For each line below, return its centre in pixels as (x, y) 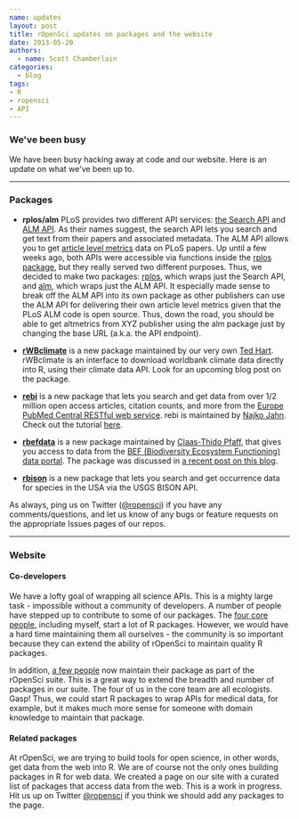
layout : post (33, 26)
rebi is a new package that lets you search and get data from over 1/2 (149, 396)
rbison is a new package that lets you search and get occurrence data (151, 478)
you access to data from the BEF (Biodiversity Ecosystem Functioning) (151, 451)
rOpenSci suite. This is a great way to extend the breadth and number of (141, 679)
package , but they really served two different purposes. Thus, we (142, 266)
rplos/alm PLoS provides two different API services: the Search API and (154, 219)
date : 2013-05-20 (41, 42)
